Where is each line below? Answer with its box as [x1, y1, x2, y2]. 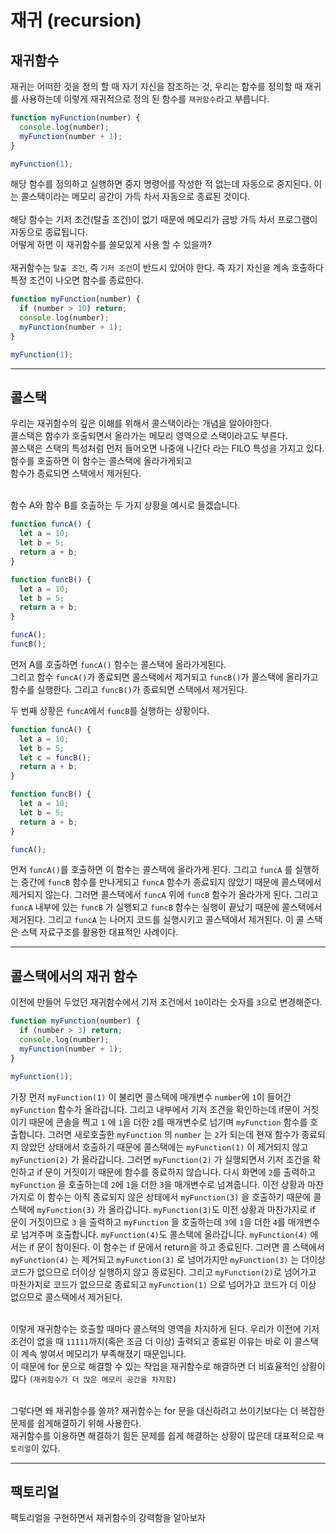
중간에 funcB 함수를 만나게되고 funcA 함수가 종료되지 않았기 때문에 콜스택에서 [20, 876, 322, 888]
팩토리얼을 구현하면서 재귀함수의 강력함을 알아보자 [10, 1512, 206, 1524]
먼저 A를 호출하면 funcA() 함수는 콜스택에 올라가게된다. [10, 658, 227, 670]
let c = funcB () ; [19, 752, 92, 763]
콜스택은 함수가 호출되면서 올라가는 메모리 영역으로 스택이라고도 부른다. [10, 430, 288, 442]
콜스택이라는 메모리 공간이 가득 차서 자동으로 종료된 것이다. [20, 191, 251, 203]
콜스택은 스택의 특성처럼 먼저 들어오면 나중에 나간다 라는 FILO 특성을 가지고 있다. [10, 442, 325, 455]
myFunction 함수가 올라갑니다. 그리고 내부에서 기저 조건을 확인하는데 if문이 [10, 1103, 301, 1115]
